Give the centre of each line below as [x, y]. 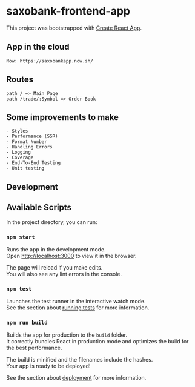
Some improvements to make [63, 117]
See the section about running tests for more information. [78, 308]
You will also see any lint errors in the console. [64, 274]
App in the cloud [38, 47]
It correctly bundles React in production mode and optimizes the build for [97, 342]
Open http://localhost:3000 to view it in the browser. [71, 256]
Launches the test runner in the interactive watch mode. [76, 302]
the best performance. [34, 348]
